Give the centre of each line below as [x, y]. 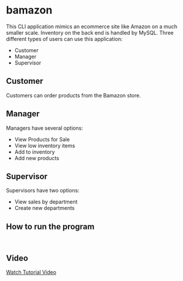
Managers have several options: [45, 128]
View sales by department [46, 202]
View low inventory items [45, 145]
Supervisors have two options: [43, 191]
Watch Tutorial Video [31, 272]
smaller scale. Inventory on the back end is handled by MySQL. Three [90, 32]
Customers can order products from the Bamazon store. [74, 95]
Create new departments [44, 208]
